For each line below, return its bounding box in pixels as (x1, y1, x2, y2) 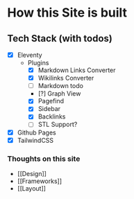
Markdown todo (37, 82, 83, 90)
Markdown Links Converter (37, 66, 116, 74)
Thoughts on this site (7, 154, 81, 164)
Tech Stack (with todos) (7, 33, 112, 44)
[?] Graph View (37, 89, 81, 98)
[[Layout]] (17, 184, 47, 192)
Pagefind (37, 97, 65, 105)
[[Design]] (17, 169, 47, 178)
